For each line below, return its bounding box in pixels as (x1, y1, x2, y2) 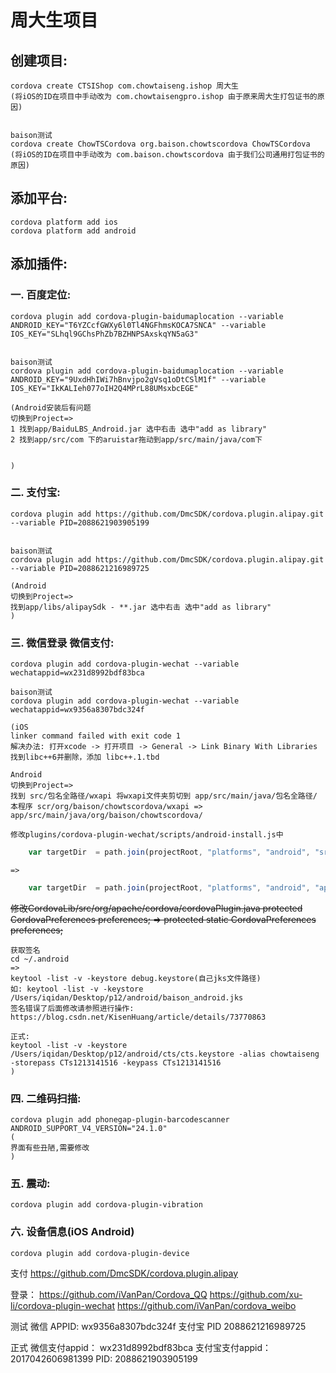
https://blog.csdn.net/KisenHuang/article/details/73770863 (10, 1012, 267, 1022)
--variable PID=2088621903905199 (10, 517, 150, 528)
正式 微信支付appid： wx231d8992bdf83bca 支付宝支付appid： (10, 1341, 272, 1353)
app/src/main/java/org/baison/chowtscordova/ (10, 811, 203, 821)
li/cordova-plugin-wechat (10, 1299, 116, 1311)
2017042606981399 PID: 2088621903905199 (10, 1352, 198, 1365)
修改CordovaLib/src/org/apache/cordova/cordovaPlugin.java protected (10, 902, 303, 914)
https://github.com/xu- (209, 1288, 303, 1300)
